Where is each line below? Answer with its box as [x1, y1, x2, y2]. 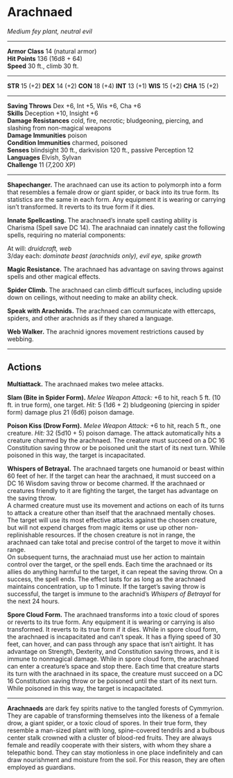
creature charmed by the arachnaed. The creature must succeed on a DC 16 [7, 436, 225, 444]
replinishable [7, 530, 44, 539]
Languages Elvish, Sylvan [7, 153, 82, 162]
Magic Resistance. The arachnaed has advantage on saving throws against [7, 265, 224, 273]
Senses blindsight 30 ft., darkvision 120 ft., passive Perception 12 [7, 146, 194, 154]
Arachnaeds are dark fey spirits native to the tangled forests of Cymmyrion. [7, 704, 224, 712]
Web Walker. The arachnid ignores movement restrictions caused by [7, 327, 205, 336]
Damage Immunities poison [7, 131, 87, 139]
